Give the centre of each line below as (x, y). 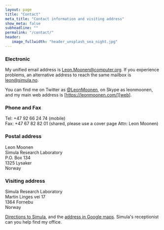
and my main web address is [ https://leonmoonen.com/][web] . (68, 95)
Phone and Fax (23, 107)
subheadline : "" (22, 28)
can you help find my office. (33, 222)
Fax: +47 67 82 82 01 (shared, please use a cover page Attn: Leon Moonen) (82, 124)
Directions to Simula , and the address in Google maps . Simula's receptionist (82, 217)
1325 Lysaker (18, 163)
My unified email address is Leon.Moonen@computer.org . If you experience (82, 70)
